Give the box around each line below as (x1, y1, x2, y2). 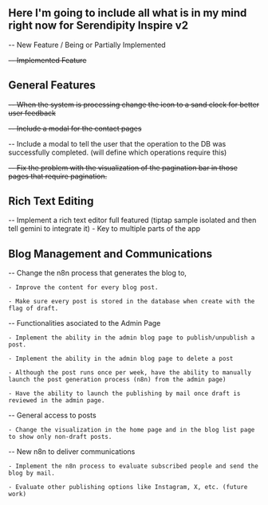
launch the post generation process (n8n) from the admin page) (8, 376, 227, 384)
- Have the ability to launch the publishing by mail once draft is (8, 390, 241, 397)
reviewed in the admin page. (8, 397, 105, 405)
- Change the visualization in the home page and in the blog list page (8, 426, 255, 434)
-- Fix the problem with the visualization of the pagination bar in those (8, 162, 238, 172)
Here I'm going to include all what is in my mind (8, 6, 247, 20)
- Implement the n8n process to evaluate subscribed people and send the (8, 462, 259, 471)
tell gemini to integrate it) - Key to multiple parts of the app (8, 224, 201, 233)
